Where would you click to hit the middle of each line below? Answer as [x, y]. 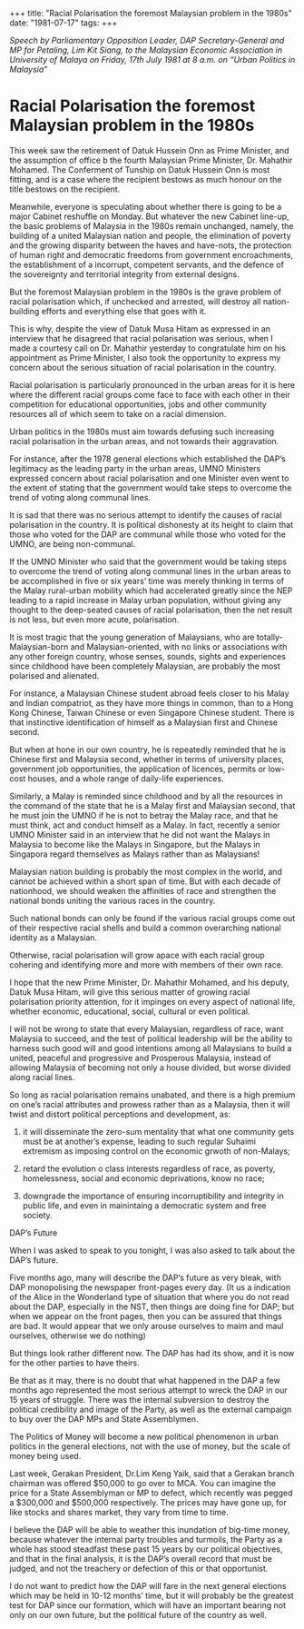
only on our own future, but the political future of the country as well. [138, 1614]
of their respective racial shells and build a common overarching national [145, 928]
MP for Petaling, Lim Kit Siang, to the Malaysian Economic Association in [146, 50]
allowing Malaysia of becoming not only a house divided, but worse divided [150, 1068]
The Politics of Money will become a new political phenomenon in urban [144, 1436]
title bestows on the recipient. [65, 189]
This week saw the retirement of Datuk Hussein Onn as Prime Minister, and [149, 150]
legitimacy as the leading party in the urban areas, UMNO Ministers [135, 468]
